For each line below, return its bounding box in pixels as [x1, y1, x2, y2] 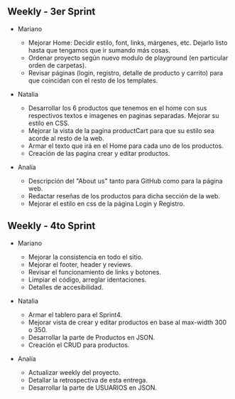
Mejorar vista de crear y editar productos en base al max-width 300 [28, 318, 227, 326]
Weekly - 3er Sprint [7, 6, 96, 18]
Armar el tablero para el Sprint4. [28, 310, 123, 319]
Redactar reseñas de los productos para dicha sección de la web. [28, 191, 220, 200]
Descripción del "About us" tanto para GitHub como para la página [28, 176, 223, 185]
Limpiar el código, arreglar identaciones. [28, 275, 147, 284]
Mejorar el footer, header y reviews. [28, 260, 133, 269]
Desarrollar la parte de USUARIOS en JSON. [28, 383, 158, 392]
